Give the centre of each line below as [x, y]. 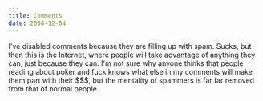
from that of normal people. [54, 88]
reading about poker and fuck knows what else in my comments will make [130, 71]
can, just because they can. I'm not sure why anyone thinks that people [126, 63]
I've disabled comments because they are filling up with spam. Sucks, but [130, 46]
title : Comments [35, 16]
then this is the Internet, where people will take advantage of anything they [132, 55]
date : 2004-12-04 [37, 23]
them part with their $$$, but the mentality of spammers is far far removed [131, 80]
